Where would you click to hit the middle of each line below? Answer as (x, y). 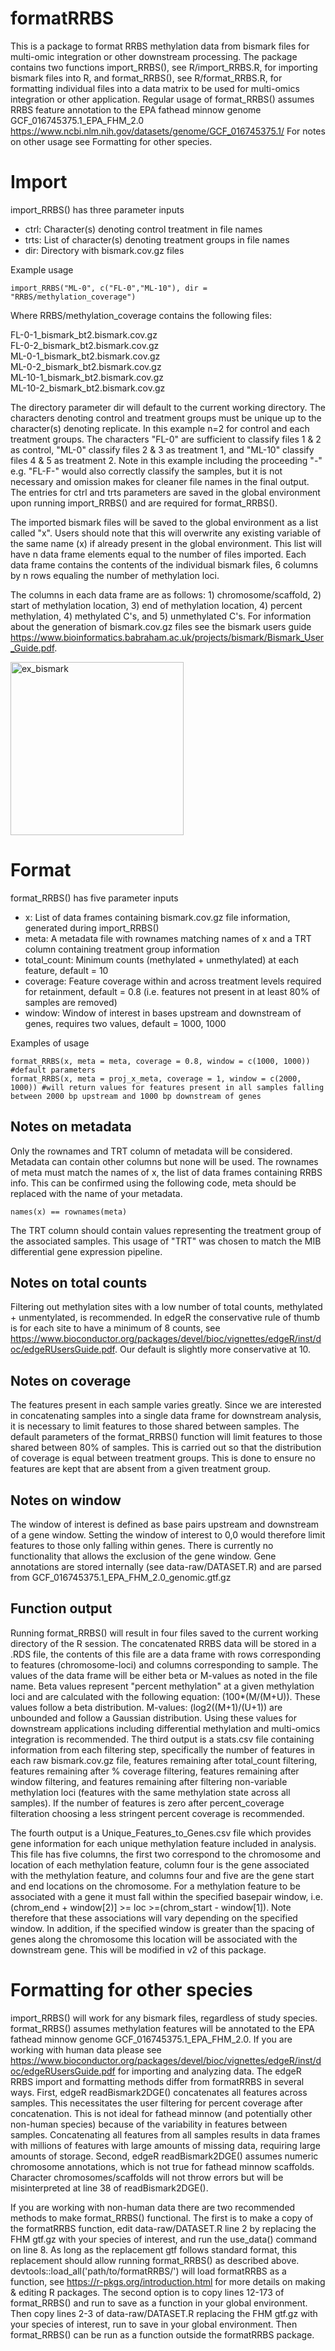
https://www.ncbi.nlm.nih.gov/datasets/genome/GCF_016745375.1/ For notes (168, 131)
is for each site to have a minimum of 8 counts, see (115, 1328)
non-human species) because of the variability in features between (149, 2124)
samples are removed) (71, 1002)
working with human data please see (86, 2049)
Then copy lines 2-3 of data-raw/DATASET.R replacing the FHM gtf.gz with (164, 2313)
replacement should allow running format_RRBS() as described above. (155, 2260)
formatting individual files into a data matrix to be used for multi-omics (155, 88)
